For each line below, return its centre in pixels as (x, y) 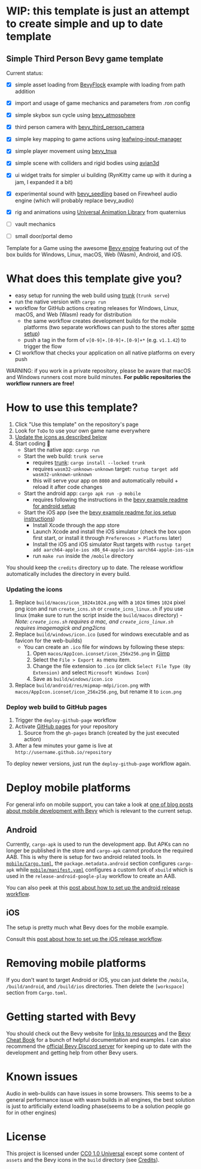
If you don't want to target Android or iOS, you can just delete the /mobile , (98, 979)
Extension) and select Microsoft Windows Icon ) (91, 672)
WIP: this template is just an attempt (98, 11)
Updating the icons (34, 589)
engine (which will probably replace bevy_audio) (74, 200)
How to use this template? (72, 408)
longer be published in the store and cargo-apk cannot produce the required (100, 851)
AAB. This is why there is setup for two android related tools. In (84, 857)
